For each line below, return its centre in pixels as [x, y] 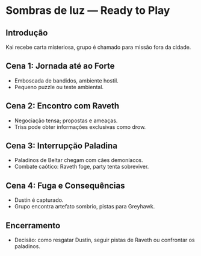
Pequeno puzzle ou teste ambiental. [59, 87]
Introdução [27, 33]
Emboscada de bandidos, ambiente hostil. [66, 80]
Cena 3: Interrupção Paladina [62, 146]
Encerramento [33, 226]
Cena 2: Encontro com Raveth [63, 106]
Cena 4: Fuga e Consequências [65, 185]
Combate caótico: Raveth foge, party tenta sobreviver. [82, 167]
